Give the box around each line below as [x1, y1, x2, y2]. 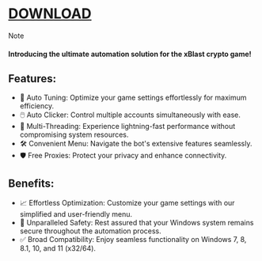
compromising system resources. [19, 130, 129, 139]
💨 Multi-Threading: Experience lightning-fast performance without [19, 122, 236, 131]
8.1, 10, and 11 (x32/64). [19, 244, 97, 253]
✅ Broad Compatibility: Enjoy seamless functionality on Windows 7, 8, [19, 235, 247, 244]
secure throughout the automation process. [19, 226, 161, 236]
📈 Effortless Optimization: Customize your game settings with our [19, 199, 235, 208]
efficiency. [19, 101, 54, 111]
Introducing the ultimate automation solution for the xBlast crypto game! [8, 49, 252, 59]
